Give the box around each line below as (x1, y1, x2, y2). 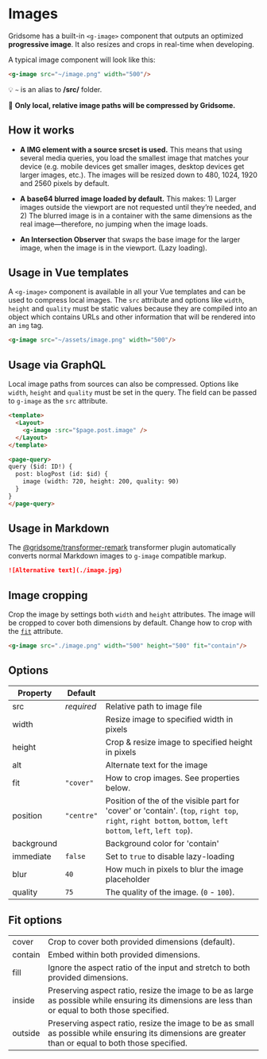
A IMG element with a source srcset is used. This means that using (19, 145, 242, 154)
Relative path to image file (105, 701, 203, 712)
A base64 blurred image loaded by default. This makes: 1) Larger (19, 194, 237, 203)
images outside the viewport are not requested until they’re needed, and (19, 202, 257, 211)
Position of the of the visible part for (105, 795, 240, 806)
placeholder (105, 873, 151, 884)
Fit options (8, 914, 62, 927)
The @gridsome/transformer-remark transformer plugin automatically (8, 543, 237, 552)
